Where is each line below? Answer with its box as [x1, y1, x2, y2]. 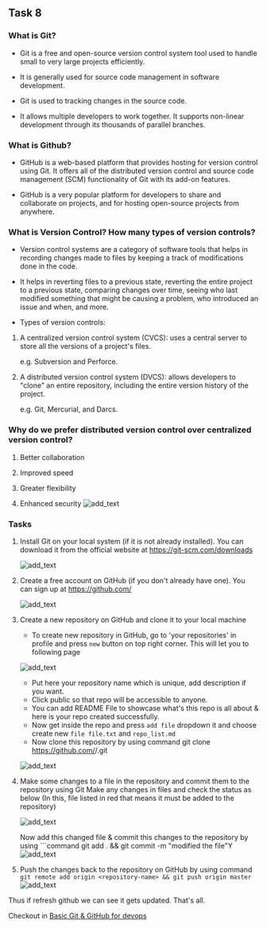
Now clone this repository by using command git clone [31, 737, 211, 746]
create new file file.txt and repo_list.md [31, 729, 176, 738]
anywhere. [19, 207, 55, 216]
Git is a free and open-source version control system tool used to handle [19, 48, 257, 58]
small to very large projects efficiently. [19, 56, 145, 66]
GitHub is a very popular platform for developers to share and [19, 190, 222, 199]
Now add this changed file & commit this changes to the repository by [19, 832, 249, 841]
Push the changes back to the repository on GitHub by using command [19, 864, 253, 874]
